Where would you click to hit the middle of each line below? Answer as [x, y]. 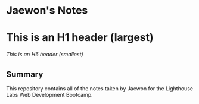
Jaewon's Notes [47, 10]
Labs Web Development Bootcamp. [50, 95]
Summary [25, 74]
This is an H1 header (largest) [80, 38]
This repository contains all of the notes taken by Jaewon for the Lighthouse [100, 89]
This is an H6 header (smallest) [45, 54]
